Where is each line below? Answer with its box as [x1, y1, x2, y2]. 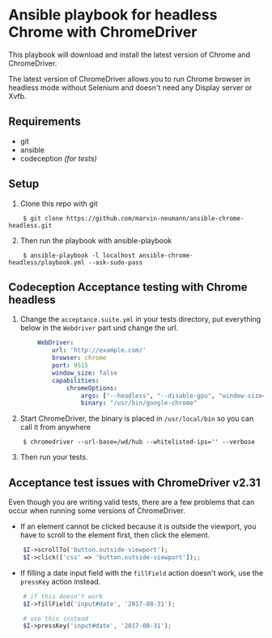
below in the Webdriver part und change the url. [19, 323, 179, 333]
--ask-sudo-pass [87, 258, 143, 267]
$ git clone [23, 214, 63, 222]
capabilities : [51, 376, 100, 384]
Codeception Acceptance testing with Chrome [8, 280, 249, 293]
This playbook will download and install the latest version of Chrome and [8, 49, 251, 59]
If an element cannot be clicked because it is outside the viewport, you [19, 521, 257, 532]
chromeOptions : [66, 383, 117, 392]
